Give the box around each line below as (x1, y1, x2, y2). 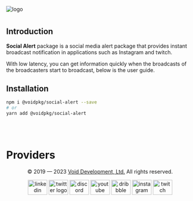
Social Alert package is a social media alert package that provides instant (6, 42, 188, 49)
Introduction (6, 27, 54, 37)
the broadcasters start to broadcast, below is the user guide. (6, 66, 155, 74)
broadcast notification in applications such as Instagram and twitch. (6, 48, 173, 56)
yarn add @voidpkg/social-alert (6, 111, 86, 117)
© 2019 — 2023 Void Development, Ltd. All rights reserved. (27, 168, 173, 175)
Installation (6, 84, 49, 93)
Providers (6, 149, 55, 162)
